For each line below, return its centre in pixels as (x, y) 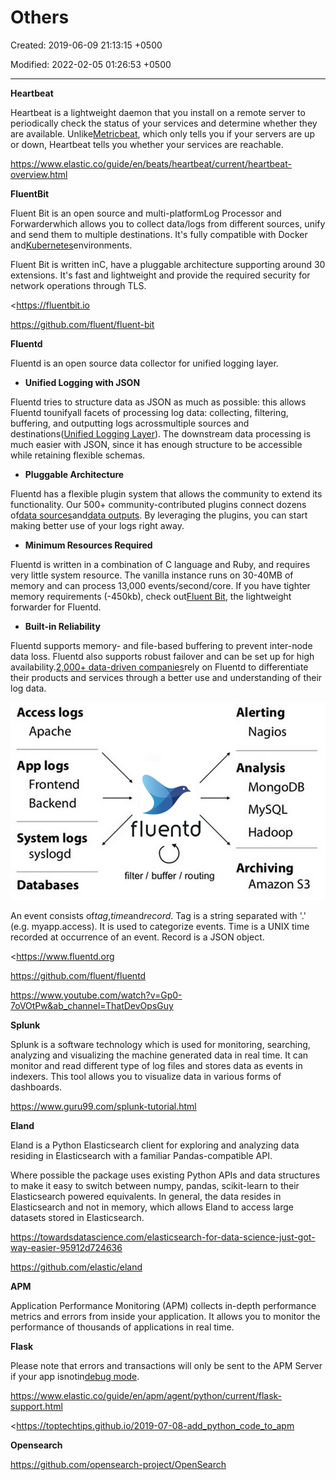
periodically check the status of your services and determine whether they (164, 123)
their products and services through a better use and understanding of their (166, 677)
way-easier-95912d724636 (66, 1248)
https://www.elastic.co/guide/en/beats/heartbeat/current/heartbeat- (151, 163)
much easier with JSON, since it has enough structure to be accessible (156, 444)
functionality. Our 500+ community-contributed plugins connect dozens (158, 504)
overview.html (39, 174)
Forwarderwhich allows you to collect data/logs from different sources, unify (168, 223)
